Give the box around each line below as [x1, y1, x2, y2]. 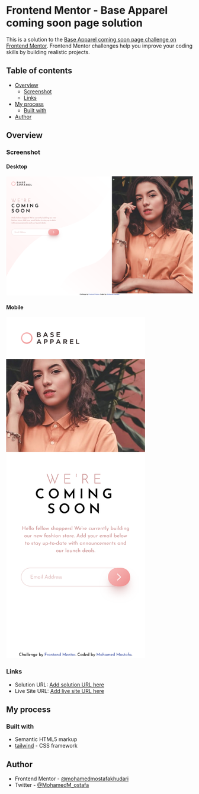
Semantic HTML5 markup [14, 736, 78, 743]
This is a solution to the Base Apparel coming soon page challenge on [6, 36, 176, 43]
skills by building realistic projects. [6, 48, 90, 55]
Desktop [6, 163, 28, 170]
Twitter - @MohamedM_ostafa [14, 782, 89, 789]
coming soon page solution [6, 16, 143, 30]
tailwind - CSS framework [14, 742, 78, 749]
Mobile [6, 304, 24, 311]
